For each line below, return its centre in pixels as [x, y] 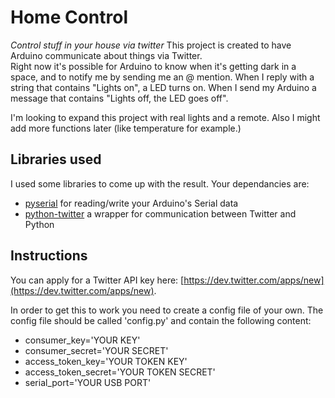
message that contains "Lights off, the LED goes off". [119, 98]
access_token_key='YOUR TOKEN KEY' [106, 361]
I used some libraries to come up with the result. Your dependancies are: [160, 183]
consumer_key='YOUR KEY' [82, 340]
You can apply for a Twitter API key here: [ [97, 280]
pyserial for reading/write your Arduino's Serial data [131, 203]
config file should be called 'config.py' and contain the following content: [161, 320]
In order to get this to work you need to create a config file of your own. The [167, 310]
